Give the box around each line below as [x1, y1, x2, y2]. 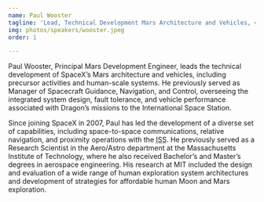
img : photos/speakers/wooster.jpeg [8, 26, 125, 34]
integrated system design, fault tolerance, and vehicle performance [8, 95, 226, 104]
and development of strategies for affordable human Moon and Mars [8, 177, 230, 186]
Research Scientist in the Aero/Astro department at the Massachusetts [8, 143, 236, 153]
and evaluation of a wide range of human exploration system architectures [8, 168, 249, 178]
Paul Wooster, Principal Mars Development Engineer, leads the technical [8, 62, 242, 71]
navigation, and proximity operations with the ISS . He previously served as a [8, 135, 255, 145]
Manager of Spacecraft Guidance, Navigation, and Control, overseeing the [8, 87, 249, 96]
